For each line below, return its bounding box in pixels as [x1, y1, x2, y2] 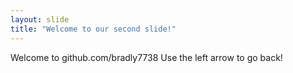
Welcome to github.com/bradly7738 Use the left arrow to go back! [10, 51, 283, 63]
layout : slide [10, 14, 70, 25]
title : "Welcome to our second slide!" [10, 24, 177, 34]
